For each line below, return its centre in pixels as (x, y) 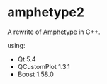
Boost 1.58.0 (36, 74)
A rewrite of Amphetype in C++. (54, 32)
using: (16, 45)
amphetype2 (46, 12)
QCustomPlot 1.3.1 (44, 66)
